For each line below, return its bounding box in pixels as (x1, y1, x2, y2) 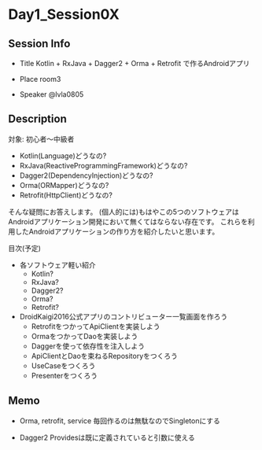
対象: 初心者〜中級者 (8, 134, 75, 143)
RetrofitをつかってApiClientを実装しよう (31, 321, 161, 331)
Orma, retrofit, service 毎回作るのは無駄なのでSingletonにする (19, 415, 220, 426)
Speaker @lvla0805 (19, 90, 84, 99)
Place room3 (19, 75, 61, 83)
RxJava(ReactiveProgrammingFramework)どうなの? (19, 160, 188, 170)
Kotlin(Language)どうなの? (19, 151, 107, 160)
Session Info (8, 37, 71, 50)
